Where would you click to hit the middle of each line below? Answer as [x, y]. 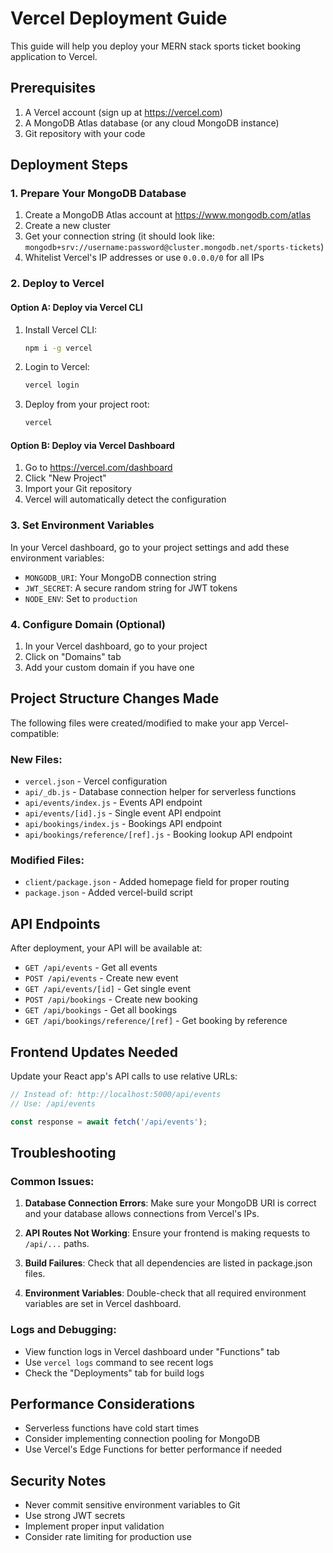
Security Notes [58, 1480]
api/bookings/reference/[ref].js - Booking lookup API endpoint [158, 834]
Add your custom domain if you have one [109, 667]
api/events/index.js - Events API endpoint [113, 803]
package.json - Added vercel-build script [108, 893]
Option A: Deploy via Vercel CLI [76, 307]
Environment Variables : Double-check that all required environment [165, 1293]
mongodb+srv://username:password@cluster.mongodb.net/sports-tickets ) [174, 247]
